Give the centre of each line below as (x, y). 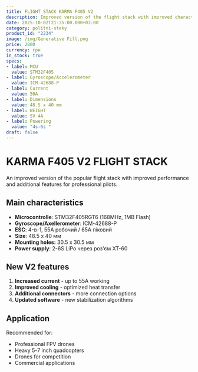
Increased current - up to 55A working (62, 281)
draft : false (22, 133)
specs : (14, 61)
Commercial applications (45, 363)
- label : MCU (22, 66)
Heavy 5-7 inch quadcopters (49, 350)
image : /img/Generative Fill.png (47, 39)
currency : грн (24, 50)
